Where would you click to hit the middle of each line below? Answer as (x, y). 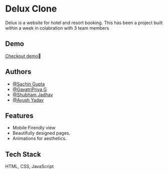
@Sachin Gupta (29, 84)
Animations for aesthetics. (39, 138)
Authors (18, 72)
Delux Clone (31, 9)
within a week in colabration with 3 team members (57, 28)
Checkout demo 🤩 (23, 56)
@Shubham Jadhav (33, 95)
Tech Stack (23, 154)
